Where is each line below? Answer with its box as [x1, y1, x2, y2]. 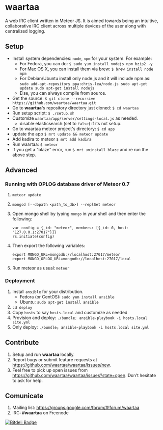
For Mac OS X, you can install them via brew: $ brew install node [19, 66, 154, 72]
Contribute [5, 338, 39, 347]
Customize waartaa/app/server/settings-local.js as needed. [12, 115, 138, 121]
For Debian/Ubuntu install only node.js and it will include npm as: [19, 75, 151, 81]
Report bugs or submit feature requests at [12, 356, 97, 362]
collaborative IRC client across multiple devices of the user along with [5, 23, 146, 28]
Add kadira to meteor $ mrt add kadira [12, 136, 92, 142]
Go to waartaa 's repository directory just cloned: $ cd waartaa [12, 105, 139, 110]
